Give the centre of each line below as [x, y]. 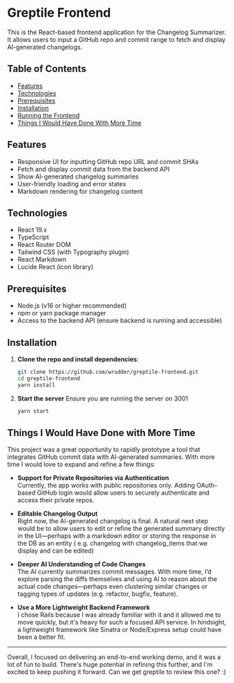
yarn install [36, 385]
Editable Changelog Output [57, 513]
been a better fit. [41, 637]
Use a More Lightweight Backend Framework [84, 608]
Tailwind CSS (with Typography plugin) [73, 252]
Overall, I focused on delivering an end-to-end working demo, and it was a [114, 657]
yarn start [33, 411]
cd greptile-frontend [48, 378]
